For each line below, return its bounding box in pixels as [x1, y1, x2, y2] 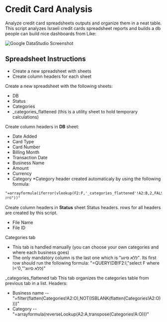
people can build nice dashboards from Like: [5, 30, 96, 36]
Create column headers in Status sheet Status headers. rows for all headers [5, 204, 161, 210]
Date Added [12, 133, 37, 139]
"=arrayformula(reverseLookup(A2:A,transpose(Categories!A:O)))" [12, 311, 149, 317]
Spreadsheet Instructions [5, 55, 86, 63]
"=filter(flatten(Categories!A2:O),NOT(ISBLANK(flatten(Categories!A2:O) [12, 295, 161, 301]
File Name [12, 219, 33, 225]
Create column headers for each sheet [12, 73, 92, 79]
